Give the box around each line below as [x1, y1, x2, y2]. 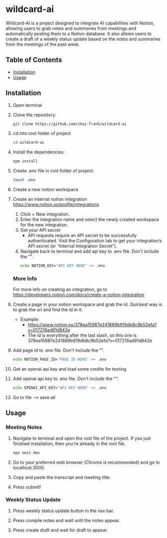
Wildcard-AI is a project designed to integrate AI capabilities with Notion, [5, 20, 155, 26]
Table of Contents [5, 56, 63, 64]
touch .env [12, 177, 36, 183]
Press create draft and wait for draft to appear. [12, 527, 108, 533]
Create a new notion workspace [12, 186, 79, 193]
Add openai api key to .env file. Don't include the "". [12, 376, 119, 382]
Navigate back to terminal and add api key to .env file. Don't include [20, 248, 160, 254]
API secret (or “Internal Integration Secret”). [27, 243, 117, 249]
